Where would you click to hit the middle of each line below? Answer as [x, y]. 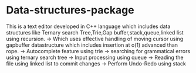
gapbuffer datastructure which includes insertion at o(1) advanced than [92, 45]
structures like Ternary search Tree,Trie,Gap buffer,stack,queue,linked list [95, 32]
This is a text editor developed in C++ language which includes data [88, 26]
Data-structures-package [70, 10]
